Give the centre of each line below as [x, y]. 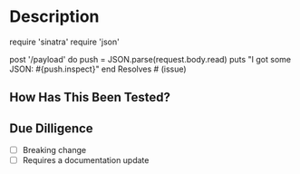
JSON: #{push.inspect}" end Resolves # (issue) [98, 69]
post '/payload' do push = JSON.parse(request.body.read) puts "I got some [150, 59]
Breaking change [54, 150]
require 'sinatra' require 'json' [64, 42]
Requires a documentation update [86, 160]
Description [54, 17]
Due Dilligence [51, 128]
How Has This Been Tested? [90, 97]
